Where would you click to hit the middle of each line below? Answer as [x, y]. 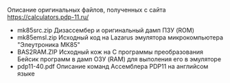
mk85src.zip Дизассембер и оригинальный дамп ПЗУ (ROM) [105, 30]
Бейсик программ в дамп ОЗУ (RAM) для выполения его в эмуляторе [119, 59]
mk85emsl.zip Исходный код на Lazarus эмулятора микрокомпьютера [120, 37]
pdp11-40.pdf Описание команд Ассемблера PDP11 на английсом [113, 66]
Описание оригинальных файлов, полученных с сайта [87, 10]
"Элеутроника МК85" [48, 45]
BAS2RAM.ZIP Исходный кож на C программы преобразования [110, 52]
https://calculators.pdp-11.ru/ [48, 17]
